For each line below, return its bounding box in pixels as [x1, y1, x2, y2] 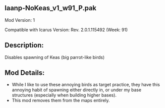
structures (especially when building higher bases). [11, 92, 117, 98]
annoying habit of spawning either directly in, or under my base [11, 87, 142, 93]
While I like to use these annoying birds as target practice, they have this [11, 82, 160, 88]
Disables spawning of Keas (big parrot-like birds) [4, 54, 105, 60]
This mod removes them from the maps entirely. [11, 98, 110, 104]
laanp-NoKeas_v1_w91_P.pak [4, 4, 97, 12]
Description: [4, 41, 44, 50]
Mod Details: [4, 69, 45, 77]
